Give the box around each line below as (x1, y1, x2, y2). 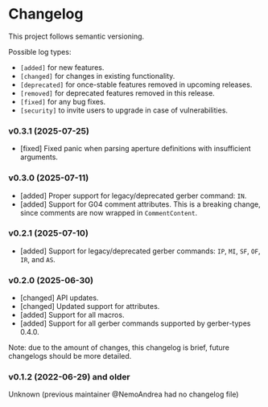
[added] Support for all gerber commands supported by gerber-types (19, 319, 251, 328)
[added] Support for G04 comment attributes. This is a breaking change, (19, 199, 262, 209)
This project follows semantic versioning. (8, 31, 145, 41)
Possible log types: (8, 47, 72, 56)
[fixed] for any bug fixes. (19, 97, 106, 106)
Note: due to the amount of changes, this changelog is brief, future (8, 343, 229, 352)
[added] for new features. (19, 62, 105, 72)
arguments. (19, 152, 59, 162)
